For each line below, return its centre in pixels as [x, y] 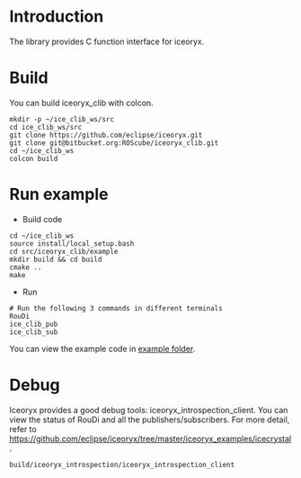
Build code [42, 219]
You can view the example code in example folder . [102, 348]
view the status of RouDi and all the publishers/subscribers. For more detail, [150, 419]
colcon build [34, 158]
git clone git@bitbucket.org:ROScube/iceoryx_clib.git [114, 143]
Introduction [57, 17]
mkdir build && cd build [56, 259]
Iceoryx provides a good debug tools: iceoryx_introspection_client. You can [149, 410]
